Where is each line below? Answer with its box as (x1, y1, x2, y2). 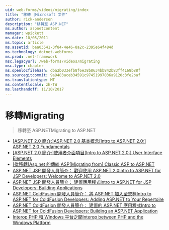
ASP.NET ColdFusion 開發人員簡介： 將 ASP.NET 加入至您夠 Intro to (12, 191, 152, 197)
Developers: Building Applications (12, 185, 83, 191)
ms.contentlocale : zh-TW (5, 82, 57, 87)
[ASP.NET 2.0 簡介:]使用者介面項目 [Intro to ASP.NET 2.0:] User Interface (12, 150, 162, 156)
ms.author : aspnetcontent (5, 26, 59, 31)
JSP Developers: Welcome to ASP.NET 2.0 (12, 173, 101, 179)
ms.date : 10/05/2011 (5, 36, 49, 41)
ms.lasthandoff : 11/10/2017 (5, 86, 64, 92)
